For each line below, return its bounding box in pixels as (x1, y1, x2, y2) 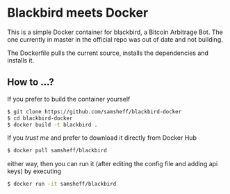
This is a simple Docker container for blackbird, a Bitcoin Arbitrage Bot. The (7, 28, 224, 36)
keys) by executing (7, 167, 62, 175)
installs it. (7, 56, 35, 64)
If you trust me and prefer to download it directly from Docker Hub (7, 134, 197, 142)
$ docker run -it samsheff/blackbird (7, 181, 117, 188)
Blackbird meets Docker (7, 5, 149, 21)
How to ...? (7, 76, 54, 88)
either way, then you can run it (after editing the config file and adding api (7, 160, 218, 168)
